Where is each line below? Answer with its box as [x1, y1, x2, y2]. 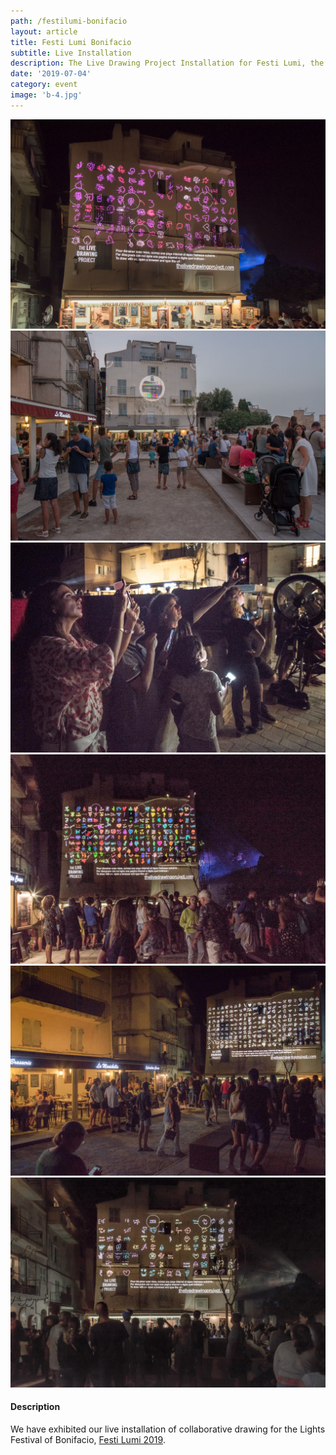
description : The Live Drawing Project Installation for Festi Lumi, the [10, 58, 325, 69]
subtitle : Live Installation [10, 48, 132, 58]
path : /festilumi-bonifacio [10, 16, 128, 26]
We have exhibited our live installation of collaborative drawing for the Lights [10, 1423, 326, 1435]
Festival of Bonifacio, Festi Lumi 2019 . [10, 1433, 166, 1445]
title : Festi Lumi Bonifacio [10, 37, 132, 47]
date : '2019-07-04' [10, 69, 92, 79]
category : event [10, 80, 78, 90]
